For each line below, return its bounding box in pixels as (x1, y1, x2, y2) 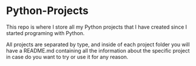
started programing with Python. (6, 29, 85, 36)
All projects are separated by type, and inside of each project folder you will (6, 41, 190, 48)
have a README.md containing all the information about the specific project (6, 47, 190, 54)
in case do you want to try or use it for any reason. (6, 53, 128, 60)
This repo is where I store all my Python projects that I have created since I (6, 23, 187, 30)
